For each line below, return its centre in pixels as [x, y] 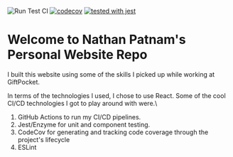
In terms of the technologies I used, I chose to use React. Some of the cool [116, 95]
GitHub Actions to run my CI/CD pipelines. [79, 117]
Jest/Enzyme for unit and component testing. [84, 124]
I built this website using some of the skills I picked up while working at [111, 74]
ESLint [27, 147]
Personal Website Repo [77, 55]
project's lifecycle [44, 139]
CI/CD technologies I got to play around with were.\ [82, 103]
